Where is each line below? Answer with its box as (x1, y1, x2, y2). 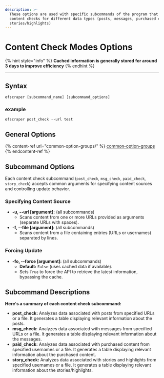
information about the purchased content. (12, 352, 96, 358)
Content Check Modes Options (5, 42, 133, 53)
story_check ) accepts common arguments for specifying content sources (5, 180, 152, 186)
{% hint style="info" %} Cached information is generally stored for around (5, 58, 157, 64)
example (5, 106, 26, 113)
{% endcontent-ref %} (5, 148, 50, 154)
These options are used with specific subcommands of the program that (9, 12, 159, 17)
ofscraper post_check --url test (5, 117, 73, 122)
